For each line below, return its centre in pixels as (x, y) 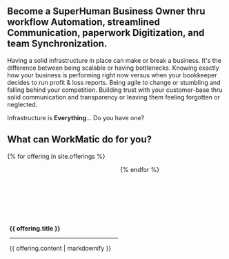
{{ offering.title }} (35, 228)
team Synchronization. (57, 44)
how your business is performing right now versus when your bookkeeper (112, 75)
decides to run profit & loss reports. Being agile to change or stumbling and (114, 82)
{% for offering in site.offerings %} (56, 156)
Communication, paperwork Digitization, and (106, 33)
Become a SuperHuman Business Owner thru (106, 11)
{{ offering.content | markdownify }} (60, 248)
